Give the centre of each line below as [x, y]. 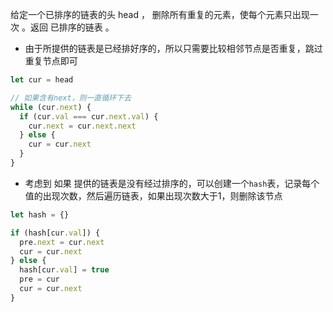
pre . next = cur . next [62, 242]
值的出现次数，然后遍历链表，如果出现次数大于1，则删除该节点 [153, 195]
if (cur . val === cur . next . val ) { [89, 116]
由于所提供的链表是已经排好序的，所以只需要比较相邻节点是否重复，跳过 [173, 48]
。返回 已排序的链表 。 [68, 27]
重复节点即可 [51, 61]
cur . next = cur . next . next [82, 126]
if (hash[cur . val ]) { [55, 233]
